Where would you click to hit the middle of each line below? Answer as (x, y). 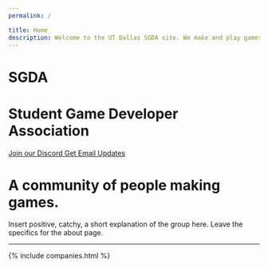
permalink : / (30, 16)
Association (49, 131)
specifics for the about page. (56, 233)
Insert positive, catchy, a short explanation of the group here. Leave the (126, 224)
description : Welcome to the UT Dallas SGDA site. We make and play (124, 38)
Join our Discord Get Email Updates (67, 153)
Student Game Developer (93, 114)
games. (34, 202)
